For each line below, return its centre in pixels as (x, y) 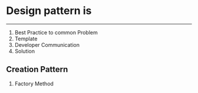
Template (26, 39)
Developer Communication (47, 44)
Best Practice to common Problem (56, 32)
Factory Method (34, 84)
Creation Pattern (37, 69)
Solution (25, 51)
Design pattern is (49, 11)
